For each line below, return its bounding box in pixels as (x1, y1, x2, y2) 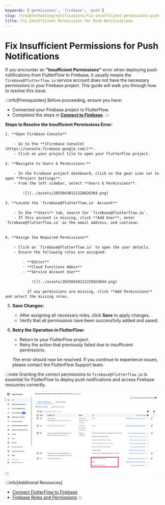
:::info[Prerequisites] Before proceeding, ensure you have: (5, 97, 123, 103)
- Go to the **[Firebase (14, 142, 65, 147)
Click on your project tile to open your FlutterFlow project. (18, 152, 151, 157)
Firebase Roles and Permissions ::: (12, 494, 82, 500)
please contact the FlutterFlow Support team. (12, 362, 104, 368)
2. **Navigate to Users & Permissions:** (5, 161, 91, 166)
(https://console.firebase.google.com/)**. (5, 147, 96, 152)
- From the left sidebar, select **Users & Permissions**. (14, 181, 137, 186)
